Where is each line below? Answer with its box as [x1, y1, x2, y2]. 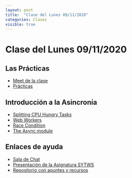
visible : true [5, 21, 36, 27]
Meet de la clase [12, 78, 48, 84]
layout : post [5, 7, 33, 13]
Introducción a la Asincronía [5, 98, 98, 106]
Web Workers [12, 117, 42, 123]
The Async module [12, 128, 53, 134]
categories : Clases [5, 17, 47, 22]
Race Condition [12, 122, 46, 128]
